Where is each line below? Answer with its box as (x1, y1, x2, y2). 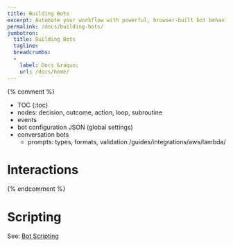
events (17, 115, 37, 123)
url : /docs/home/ (19, 68, 70, 75)
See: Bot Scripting (7, 232, 59, 240)
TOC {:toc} (17, 101, 49, 109)
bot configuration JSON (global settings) (17, 123, 133, 131)
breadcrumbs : (13, 49, 51, 56)
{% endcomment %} (7, 185, 66, 193)
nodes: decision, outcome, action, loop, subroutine (17, 108, 163, 117)
